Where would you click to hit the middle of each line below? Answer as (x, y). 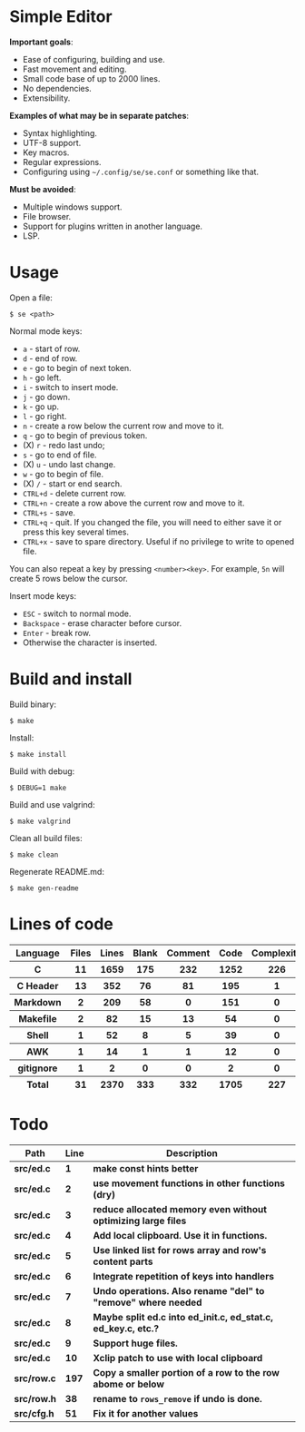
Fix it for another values (146, 1413)
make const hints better (146, 1168)
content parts (123, 1261)
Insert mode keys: (43, 595)
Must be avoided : (43, 189)
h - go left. (42, 378)
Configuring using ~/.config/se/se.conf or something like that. (141, 172)
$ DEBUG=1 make (38, 788)
